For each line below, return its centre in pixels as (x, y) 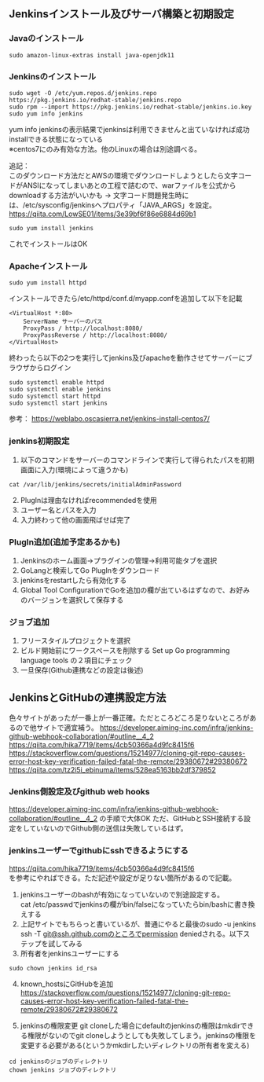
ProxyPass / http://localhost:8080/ (83, 328)
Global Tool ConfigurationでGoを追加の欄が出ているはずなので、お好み (135, 590)
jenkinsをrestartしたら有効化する (73, 580)
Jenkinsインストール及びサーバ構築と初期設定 (121, 14)
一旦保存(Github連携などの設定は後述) (82, 670)
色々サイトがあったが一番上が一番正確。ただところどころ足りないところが (129, 717)
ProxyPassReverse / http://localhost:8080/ (95, 336)
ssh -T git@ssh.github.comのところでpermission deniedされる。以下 (132, 933)
